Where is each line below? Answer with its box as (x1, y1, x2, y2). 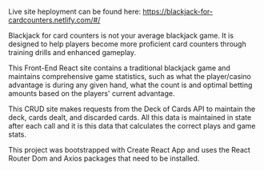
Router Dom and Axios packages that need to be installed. (8, 153, 200, 163)
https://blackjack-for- (142, 7, 214, 16)
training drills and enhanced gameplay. (8, 48, 136, 57)
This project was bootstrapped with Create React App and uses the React (8, 145, 250, 154)
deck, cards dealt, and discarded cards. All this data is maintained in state (8, 113, 252, 122)
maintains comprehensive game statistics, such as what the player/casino (8, 72, 252, 81)
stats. (8, 129, 26, 139)
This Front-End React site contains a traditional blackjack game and (8, 63, 230, 73)
